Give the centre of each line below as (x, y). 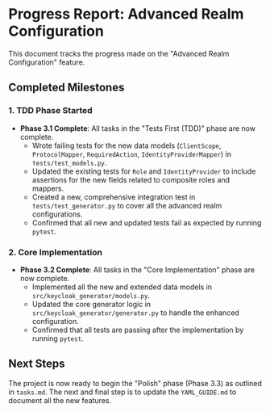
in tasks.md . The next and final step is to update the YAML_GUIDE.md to (123, 392)
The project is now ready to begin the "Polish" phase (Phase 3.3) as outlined (135, 383)
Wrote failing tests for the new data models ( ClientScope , (127, 145)
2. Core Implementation (56, 252)
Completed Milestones (66, 88)
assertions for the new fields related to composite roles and (131, 179)
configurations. (57, 214)
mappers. (48, 188)
